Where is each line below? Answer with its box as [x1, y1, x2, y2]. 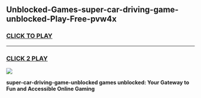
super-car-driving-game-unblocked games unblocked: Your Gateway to [6, 78, 190, 86]
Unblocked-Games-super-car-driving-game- [6, 5, 179, 15]
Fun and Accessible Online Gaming [6, 85, 95, 92]
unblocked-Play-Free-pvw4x [6, 14, 117, 24]
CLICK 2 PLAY [6, 54, 48, 62]
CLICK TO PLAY [6, 32, 53, 40]
